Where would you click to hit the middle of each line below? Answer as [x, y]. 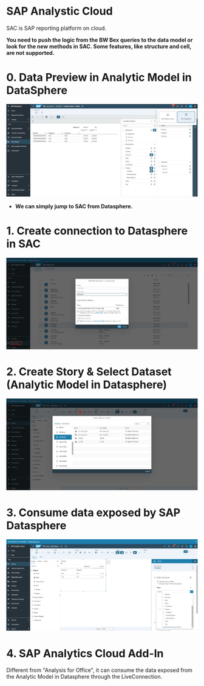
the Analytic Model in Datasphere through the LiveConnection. [84, 677]
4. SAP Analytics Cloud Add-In [85, 653]
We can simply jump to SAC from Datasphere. [74, 207]
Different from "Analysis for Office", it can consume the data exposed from [100, 670]
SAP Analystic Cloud [60, 11]
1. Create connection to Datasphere [97, 231]
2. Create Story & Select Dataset [89, 372]
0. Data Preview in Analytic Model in [99, 78]
